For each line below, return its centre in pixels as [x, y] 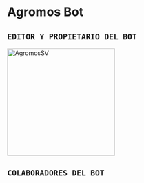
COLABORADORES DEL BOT [56, 173]
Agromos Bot [45, 12]
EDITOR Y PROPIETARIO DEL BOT [72, 36]
